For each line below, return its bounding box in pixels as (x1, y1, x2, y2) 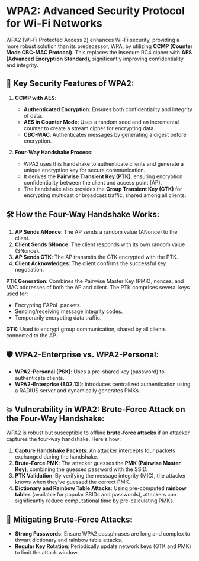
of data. (23, 112, 43, 119)
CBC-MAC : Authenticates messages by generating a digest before (23, 131, 187, 138)
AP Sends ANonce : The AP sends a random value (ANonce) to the (14, 228, 178, 235)
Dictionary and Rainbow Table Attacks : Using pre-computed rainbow (14, 485, 187, 492)
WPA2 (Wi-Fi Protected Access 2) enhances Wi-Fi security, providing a (6, 36, 180, 43)
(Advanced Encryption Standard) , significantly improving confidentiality (6, 55, 184, 62)
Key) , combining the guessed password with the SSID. (14, 466, 148, 473)
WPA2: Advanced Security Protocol (6, 4, 185, 18)
